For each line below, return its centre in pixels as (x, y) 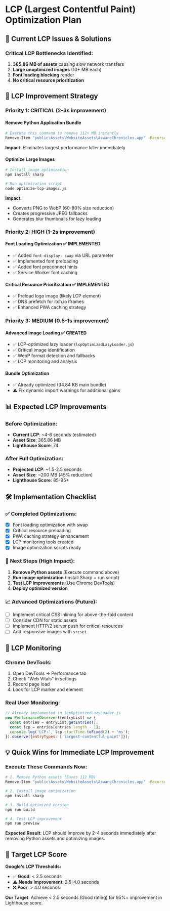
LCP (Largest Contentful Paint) (71, 9)
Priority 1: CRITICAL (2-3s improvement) (56, 111)
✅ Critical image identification (44, 350)
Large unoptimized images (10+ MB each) (57, 69)
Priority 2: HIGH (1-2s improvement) (50, 232)
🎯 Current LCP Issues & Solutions (58, 39)
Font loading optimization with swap (50, 525)
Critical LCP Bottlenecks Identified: (49, 53)
